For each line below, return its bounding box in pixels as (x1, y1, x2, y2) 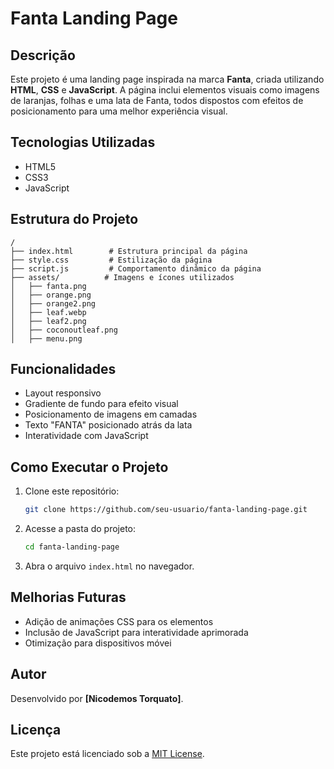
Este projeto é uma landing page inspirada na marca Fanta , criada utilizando (10, 73, 325, 85)
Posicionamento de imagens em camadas (24, 408, 198, 421)
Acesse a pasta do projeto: (24, 523, 137, 535)
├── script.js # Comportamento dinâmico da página (10, 263, 262, 274)
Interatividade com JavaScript (24, 430, 149, 442)
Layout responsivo (24, 387, 102, 399)
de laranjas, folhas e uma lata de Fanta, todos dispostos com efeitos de (10, 95, 304, 106)
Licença (10, 722, 62, 739)
